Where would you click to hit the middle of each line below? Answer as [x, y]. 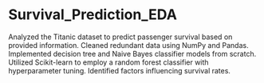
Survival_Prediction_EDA [93, 15]
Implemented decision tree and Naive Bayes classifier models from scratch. [132, 53]
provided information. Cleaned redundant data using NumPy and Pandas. [128, 45]
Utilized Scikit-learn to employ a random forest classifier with [108, 62]
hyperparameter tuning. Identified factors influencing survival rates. [120, 70]
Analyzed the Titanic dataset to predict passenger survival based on [120, 37]
